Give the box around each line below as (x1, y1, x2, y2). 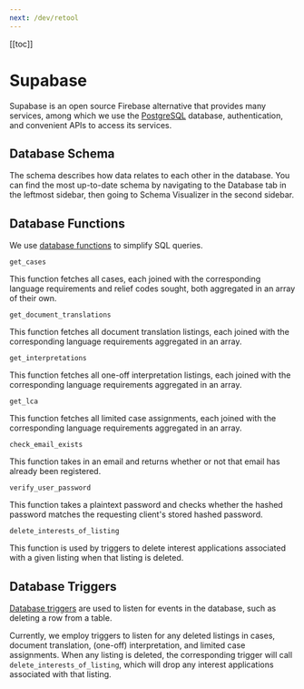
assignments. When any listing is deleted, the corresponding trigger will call (9, 650, 293, 660)
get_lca (9, 397, 39, 406)
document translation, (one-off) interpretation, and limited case (9, 640, 246, 651)
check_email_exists (9, 441, 83, 450)
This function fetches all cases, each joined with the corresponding (9, 274, 261, 285)
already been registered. (9, 466, 102, 477)
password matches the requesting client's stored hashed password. (9, 509, 263, 520)
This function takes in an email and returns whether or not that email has (9, 456, 280, 467)
